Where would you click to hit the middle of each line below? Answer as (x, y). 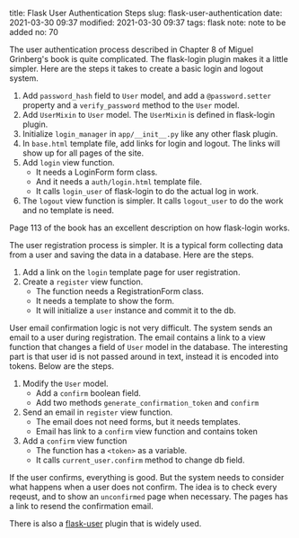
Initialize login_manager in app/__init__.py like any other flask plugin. (150, 134)
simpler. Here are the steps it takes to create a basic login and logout (136, 68)
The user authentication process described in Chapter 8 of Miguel (132, 49)
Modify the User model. (66, 383)
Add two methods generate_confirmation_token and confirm (147, 403)
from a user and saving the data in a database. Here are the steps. (132, 255)
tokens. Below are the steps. (62, 366)
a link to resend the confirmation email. (82, 506)
